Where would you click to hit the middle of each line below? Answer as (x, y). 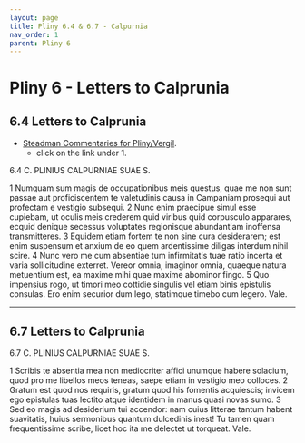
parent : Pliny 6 (40, 43)
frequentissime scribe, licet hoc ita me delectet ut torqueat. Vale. (130, 428)
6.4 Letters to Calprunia (78, 121)
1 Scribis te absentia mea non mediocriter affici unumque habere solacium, (149, 371)
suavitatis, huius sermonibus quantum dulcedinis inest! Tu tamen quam (142, 419)
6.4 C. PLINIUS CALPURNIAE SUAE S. (80, 171)
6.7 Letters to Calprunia (77, 331)
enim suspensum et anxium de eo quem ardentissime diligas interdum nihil (149, 246)
